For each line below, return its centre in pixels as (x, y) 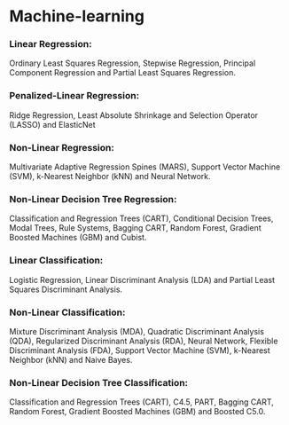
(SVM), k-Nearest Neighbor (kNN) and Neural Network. (110, 177)
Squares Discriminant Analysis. (66, 289)
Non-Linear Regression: (62, 147)
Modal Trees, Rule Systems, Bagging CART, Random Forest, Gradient (135, 228)
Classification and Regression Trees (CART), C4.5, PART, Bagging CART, (141, 402)
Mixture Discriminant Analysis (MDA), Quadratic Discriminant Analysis (137, 331)
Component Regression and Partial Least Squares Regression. (123, 73)
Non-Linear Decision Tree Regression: (93, 199)
